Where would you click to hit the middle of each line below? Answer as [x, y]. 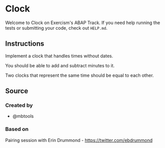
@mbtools [23, 116]
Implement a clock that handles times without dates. [59, 56]
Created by [19, 105]
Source [17, 91]
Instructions [25, 44]
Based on [17, 129]
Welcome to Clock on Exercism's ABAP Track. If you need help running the [83, 23]
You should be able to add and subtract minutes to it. [60, 65]
